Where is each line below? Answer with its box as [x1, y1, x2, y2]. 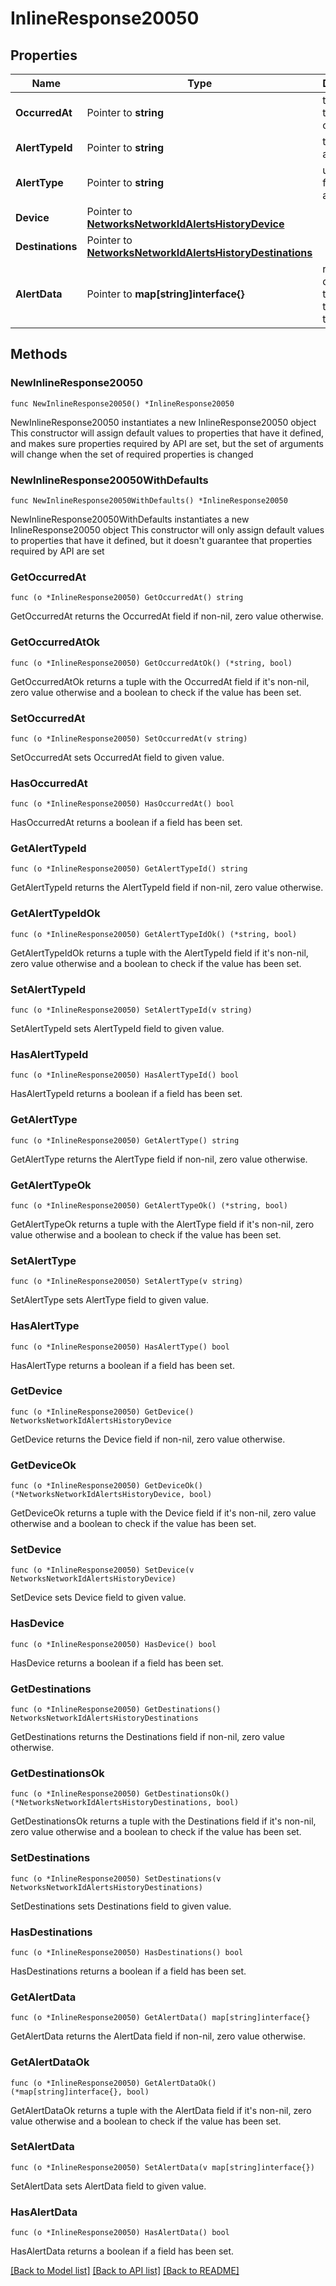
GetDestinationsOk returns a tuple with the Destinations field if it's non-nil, [10, 1815, 317, 1827]
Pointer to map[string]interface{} [86, 287, 245, 301]
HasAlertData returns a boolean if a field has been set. [10, 2245, 235, 2257]
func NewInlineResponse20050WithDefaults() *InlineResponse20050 [10, 495, 288, 506]
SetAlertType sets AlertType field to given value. [10, 1294, 209, 1306]
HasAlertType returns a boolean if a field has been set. [10, 1359, 235, 1371]
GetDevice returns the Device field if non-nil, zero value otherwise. [10, 1433, 286, 1445]
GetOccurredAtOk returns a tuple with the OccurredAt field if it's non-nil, [10, 675, 310, 687]
